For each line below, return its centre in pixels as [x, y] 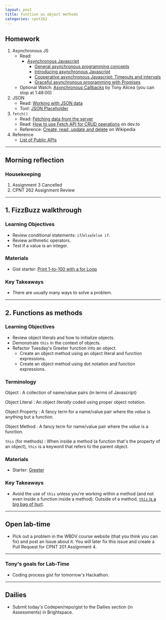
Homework [22, 39]
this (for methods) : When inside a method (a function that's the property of [83, 441]
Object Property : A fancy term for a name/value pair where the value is [78, 412]
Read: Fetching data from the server [56, 119]
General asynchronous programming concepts [82, 67]
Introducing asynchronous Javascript [72, 72]
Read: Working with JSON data [51, 103]
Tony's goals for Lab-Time [37, 564]
